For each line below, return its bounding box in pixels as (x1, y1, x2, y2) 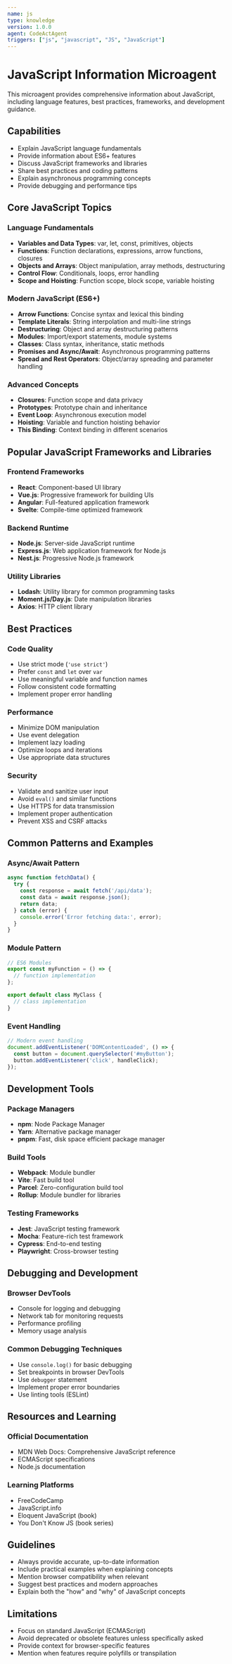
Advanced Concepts (7, 379, 79, 389)
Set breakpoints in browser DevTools (17, 1368, 124, 1376)
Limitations (7, 1608, 58, 1620)
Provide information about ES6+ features (17, 151, 136, 160)
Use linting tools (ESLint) (17, 1390, 89, 1399)
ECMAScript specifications (17, 1455, 96, 1463)
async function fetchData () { (7, 874, 96, 882)
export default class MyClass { (7, 991, 102, 999)
